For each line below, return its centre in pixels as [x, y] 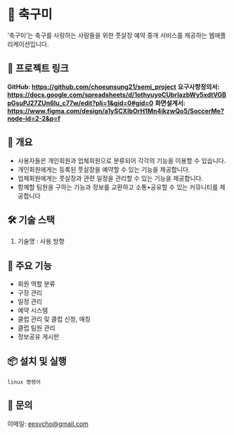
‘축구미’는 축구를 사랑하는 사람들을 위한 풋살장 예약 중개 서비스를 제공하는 [107, 35]
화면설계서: [170, 103]
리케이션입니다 [27, 44]
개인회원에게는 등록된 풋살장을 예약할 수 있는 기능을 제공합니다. [104, 169]
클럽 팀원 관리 [36, 328]
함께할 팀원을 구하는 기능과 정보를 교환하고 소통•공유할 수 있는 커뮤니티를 [118, 187]
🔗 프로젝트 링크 [38, 69]
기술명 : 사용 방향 [41, 241]
